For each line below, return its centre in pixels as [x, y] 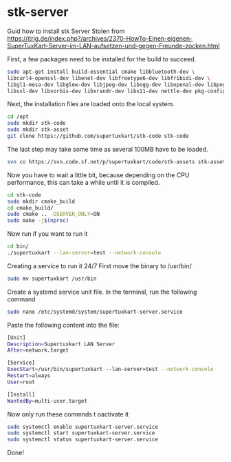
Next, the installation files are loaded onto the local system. [91, 104]
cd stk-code [24, 195]
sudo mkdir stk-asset [38, 130]
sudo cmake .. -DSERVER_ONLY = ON [53, 214]
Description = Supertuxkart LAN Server [61, 344]
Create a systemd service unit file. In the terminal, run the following [102, 292]
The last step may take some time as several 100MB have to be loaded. [108, 149]
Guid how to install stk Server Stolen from [66, 31]
